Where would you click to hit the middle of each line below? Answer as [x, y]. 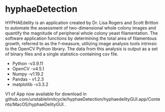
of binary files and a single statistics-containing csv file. [62, 54]
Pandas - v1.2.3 [28, 79]
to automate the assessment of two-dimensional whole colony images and [81, 28]
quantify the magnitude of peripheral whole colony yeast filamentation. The [82, 33]
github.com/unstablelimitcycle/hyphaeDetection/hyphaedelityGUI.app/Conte [83, 99]
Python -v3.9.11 [28, 63]
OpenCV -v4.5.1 [28, 69]
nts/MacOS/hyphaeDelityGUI [34, 104]
